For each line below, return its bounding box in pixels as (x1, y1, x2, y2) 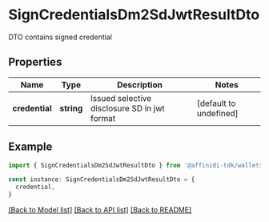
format (90, 112, 116, 123)
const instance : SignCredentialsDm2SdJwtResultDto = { (8, 176, 195, 184)
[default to (196, 98, 236, 109)
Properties (8, 55, 62, 69)
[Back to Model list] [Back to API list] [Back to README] (8, 205, 192, 215)
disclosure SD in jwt (90, 103, 166, 114)
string (59, 103, 83, 114)
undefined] (196, 107, 239, 119)
